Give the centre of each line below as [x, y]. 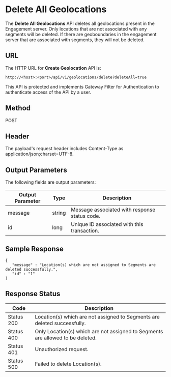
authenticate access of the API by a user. [48, 92]
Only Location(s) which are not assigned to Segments [99, 331]
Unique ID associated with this [107, 224]
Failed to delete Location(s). [68, 364]
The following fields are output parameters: [51, 182]
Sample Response [34, 249]
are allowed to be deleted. [66, 338]
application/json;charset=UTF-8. [39, 154]
